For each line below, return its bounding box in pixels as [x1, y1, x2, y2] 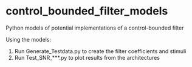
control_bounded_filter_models [5, 4, 168, 18]
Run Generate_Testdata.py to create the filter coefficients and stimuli [14, 47, 187, 55]
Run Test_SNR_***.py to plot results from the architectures [14, 54, 160, 61]
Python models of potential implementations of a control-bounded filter [5, 24, 184, 31]
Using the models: [5, 36, 52, 43]
